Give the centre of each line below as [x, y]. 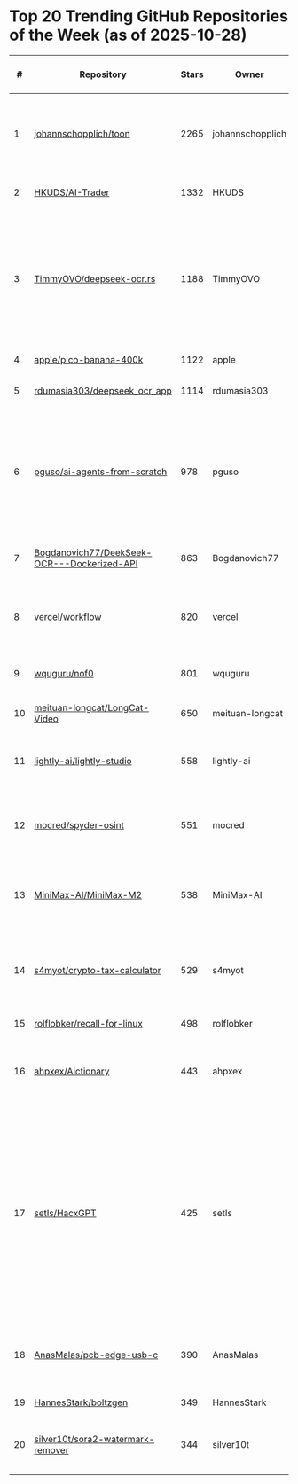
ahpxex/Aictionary [72, 1071]
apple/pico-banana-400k [89, 359]
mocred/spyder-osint [79, 824]
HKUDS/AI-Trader [72, 192]
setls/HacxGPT [65, 1213]
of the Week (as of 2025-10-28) [128, 35]
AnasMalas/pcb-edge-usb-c [96, 1355]
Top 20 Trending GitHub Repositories [149, 16]
